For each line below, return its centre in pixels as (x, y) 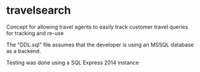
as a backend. (23, 51)
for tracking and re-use (35, 33)
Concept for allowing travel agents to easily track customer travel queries (97, 27)
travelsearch (39, 10)
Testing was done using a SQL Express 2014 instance (73, 62)
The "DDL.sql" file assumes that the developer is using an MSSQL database (100, 45)
